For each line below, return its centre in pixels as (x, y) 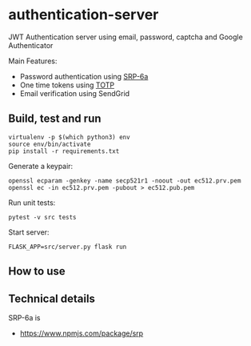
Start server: (29, 232)
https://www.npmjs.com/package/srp (82, 333)
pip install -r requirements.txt (64, 151)
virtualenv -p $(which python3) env (69, 137)
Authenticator (31, 45)
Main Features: (33, 61)
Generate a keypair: (41, 166)
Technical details (52, 298)
